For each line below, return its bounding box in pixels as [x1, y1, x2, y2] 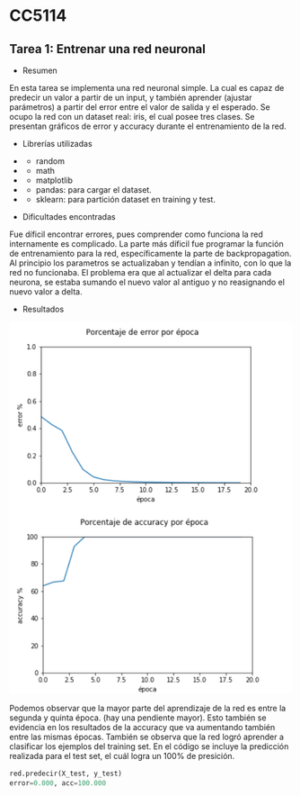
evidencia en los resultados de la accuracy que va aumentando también [9, 721, 276, 732]
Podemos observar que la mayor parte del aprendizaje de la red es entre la [9, 702, 287, 713]
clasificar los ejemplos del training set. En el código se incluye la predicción [9, 740, 289, 752]
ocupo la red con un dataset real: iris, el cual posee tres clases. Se [9, 112, 255, 122]
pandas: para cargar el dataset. [35, 185, 153, 194]
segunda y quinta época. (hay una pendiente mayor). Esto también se [9, 712, 267, 723]
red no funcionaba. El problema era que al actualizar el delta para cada [9, 267, 272, 277]
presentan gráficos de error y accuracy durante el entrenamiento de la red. [9, 121, 287, 131]
